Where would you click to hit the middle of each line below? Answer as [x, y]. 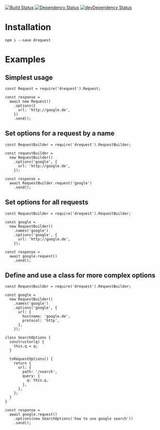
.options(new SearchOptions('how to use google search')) [73, 419]
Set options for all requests [47, 202]
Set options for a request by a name [60, 133]
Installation [28, 27]
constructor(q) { [27, 342]
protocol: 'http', [41, 321]
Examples [25, 60]
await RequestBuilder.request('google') [51, 183]
